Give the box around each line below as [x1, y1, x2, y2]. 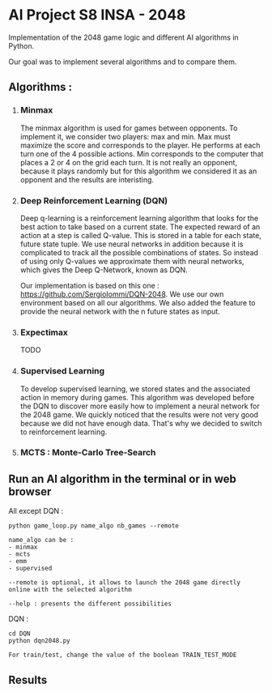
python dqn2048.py [8, 637, 70, 645]
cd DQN [8, 630, 31, 638]
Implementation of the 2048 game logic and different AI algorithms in [8, 32, 239, 42]
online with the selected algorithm [8, 586, 132, 594]
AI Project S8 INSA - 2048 [8, 6, 186, 24]
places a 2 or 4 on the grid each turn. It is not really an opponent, [19, 157, 237, 167]
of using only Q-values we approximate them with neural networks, [19, 256, 244, 266]
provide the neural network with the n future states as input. [19, 306, 220, 316]
